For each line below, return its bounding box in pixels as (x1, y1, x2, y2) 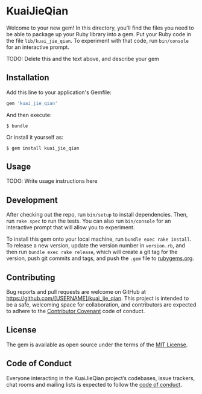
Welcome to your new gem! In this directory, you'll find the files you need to (6, 24, 194, 31)
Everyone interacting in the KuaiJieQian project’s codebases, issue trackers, (6, 374, 195, 381)
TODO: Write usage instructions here (6, 177, 98, 185)
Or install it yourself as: (6, 133, 63, 141)
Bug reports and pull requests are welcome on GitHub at (6, 288, 147, 296)
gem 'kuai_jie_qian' (6, 100, 58, 106)
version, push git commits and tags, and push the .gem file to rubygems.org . (6, 255, 195, 262)
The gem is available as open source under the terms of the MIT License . (6, 341, 188, 348)
